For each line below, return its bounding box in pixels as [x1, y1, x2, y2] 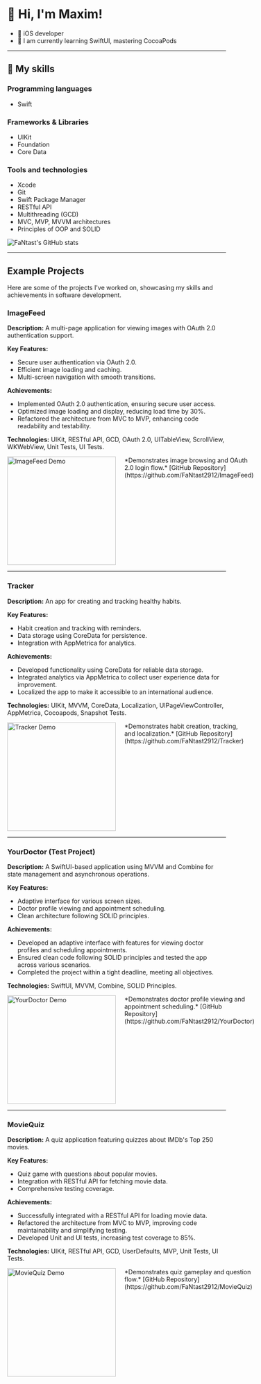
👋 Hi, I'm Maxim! [7, 6, 103, 22]
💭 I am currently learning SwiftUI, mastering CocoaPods [17, 36, 177, 44]
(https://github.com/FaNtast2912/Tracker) [124, 736, 244, 745]
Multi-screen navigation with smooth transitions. [17, 373, 156, 381]
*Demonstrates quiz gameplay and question [124, 1268, 251, 1276]
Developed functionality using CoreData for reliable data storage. [17, 666, 203, 674]
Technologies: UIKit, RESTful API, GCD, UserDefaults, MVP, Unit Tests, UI [7, 1247, 219, 1256]
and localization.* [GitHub [124, 729, 199, 738]
